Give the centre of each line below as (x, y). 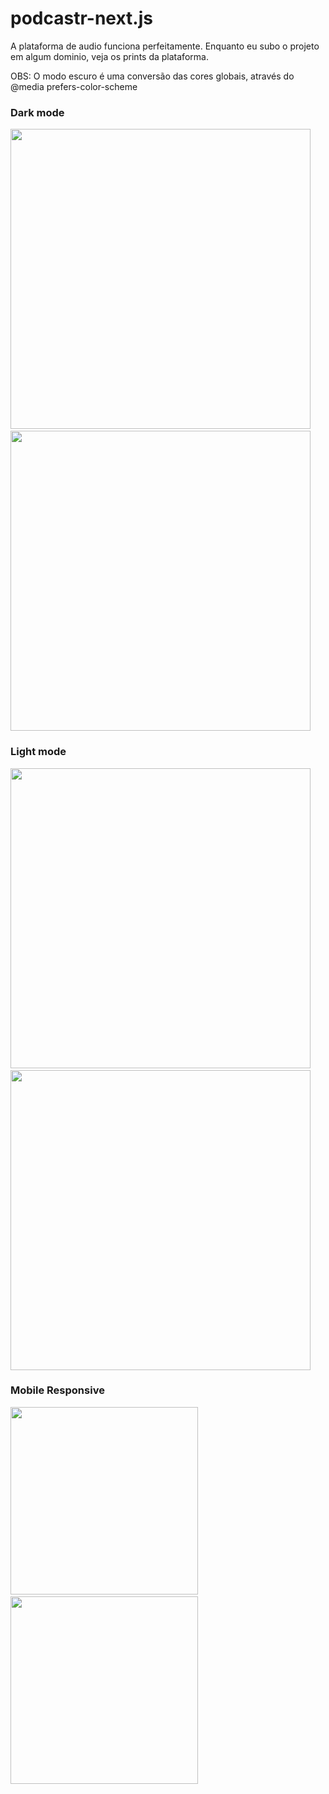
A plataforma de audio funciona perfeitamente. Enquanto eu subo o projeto (165, 46)
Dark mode (37, 112)
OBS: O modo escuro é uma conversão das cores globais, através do (152, 76)
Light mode (38, 752)
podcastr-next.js (81, 18)
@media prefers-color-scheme (74, 86)
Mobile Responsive (57, 1390)
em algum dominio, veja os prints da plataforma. (109, 56)
